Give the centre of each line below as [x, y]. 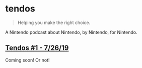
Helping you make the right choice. [54, 22]
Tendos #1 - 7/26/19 [37, 48]
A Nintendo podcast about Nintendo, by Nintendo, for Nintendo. [71, 32]
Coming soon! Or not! [27, 60]
